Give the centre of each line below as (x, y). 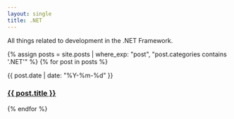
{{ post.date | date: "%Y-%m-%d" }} (60, 75)
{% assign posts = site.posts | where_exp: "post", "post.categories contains (117, 54)
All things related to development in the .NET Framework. (90, 40)
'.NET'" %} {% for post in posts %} (57, 61)
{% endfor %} (27, 108)
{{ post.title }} (32, 94)
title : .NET (25, 20)
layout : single (30, 14)
